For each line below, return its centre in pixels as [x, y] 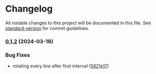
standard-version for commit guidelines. [47, 28]
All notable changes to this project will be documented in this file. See [78, 23]
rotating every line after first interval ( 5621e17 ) [61, 66]
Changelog [29, 9]
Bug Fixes [18, 55]
